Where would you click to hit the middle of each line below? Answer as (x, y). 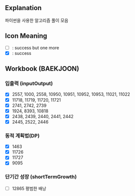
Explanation (23, 8)
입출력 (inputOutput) (29, 84)
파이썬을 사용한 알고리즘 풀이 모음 (37, 20)
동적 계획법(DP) (22, 136)
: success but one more (36, 48)
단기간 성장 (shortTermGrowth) (41, 177)
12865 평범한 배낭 (29, 188)
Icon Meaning (26, 36)
